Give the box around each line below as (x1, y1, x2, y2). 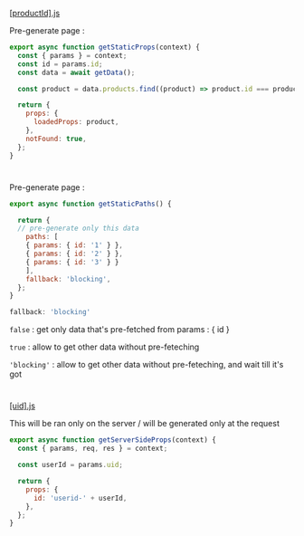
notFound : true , (25, 134, 88, 143)
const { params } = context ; (17, 51, 128, 60)
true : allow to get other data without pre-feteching (9, 341, 200, 352)
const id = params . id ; (17, 59, 103, 69)
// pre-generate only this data (17, 224, 140, 234)
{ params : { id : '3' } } (25, 257, 119, 266)
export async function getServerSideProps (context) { (9, 435, 217, 445)
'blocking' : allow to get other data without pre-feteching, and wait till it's (9, 359, 284, 370)
